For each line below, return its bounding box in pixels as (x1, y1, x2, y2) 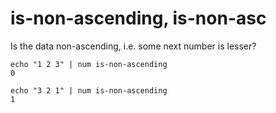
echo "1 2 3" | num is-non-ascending (10, 59, 168, 69)
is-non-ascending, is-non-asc (10, 7, 267, 30)
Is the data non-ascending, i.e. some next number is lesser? (10, 40, 257, 52)
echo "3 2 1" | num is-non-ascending (10, 85, 168, 96)
